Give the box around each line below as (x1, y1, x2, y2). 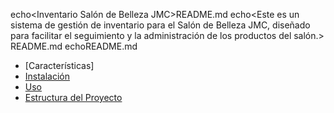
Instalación (24, 70, 71, 82)
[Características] (24, 60, 95, 71)
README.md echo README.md (10, 40, 138, 52)
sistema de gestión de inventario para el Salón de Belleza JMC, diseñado (10, 19, 311, 31)
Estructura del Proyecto (24, 92, 123, 103)
